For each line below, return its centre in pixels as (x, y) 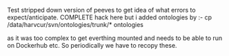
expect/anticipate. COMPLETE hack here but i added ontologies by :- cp (110, 17)
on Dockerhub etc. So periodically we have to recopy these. (92, 45)
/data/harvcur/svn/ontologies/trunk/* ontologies (75, 25)
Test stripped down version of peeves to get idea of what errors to (101, 10)
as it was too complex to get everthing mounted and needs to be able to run (115, 38)
